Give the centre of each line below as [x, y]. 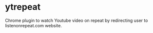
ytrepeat [23, 7]
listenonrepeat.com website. [34, 25]
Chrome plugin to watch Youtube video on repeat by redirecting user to [76, 20]
